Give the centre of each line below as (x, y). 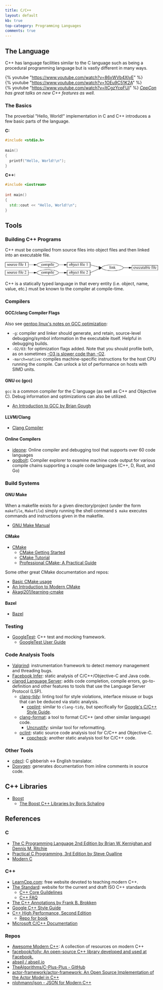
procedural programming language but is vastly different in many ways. (76, 68)
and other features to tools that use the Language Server (89, 686)
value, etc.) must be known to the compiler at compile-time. (65, 288)
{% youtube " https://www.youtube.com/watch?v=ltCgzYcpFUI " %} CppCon (81, 88)
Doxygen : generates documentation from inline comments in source (80, 766)
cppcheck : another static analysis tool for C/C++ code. (81, 738)
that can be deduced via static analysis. (59, 702)
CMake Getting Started (42, 552)
